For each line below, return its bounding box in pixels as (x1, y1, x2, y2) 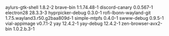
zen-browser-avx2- (121, 20, 163, 26)
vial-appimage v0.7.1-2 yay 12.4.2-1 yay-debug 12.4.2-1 (5, 20, 121, 26)
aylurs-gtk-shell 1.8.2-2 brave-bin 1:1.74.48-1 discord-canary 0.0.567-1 (5, 5, 153, 10)
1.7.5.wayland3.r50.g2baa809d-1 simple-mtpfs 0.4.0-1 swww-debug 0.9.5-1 (5, 15, 164, 21)
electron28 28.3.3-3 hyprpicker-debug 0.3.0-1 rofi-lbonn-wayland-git (5, 10, 151, 16)
